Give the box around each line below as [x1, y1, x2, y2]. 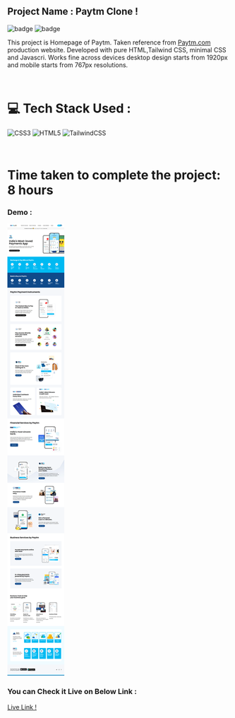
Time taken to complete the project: [7, 167, 221, 183]
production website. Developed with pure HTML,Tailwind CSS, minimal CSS [7, 45, 227, 54]
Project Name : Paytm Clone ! [7, 6, 139, 18]
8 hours [7, 182, 54, 198]
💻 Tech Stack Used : [7, 100, 131, 116]
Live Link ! [7, 702, 37, 711]
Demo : [7, 207, 32, 217]
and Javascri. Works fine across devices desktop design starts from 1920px [7, 53, 228, 61]
